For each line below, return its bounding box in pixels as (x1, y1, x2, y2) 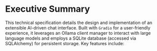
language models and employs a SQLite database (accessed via (5, 35, 137, 41)
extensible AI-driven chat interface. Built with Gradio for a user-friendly (5, 25, 151, 30)
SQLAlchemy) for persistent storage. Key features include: (5, 40, 125, 46)
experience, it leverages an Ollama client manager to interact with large (5, 30, 151, 36)
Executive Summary (5, 3, 90, 15)
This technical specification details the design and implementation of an (5, 20, 153, 25)
